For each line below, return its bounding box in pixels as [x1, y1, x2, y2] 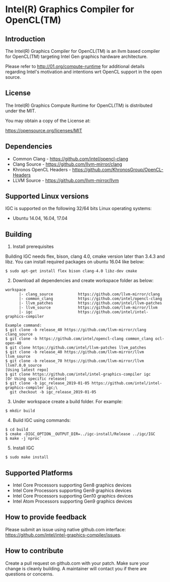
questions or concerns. [5, 571, 54, 577]
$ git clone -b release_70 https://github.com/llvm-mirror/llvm [5, 358, 144, 364]
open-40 [5, 341, 22, 346]
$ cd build [5, 427, 28, 433]
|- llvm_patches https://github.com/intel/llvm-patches [18, 301, 162, 306]
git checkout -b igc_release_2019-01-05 [10, 390, 96, 395]
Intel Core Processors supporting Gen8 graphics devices [12, 482, 132, 488]
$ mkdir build [5, 408, 36, 414]
